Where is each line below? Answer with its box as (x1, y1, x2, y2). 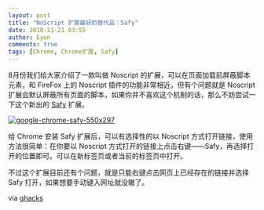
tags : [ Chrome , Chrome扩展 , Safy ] (8, 48, 119, 56)
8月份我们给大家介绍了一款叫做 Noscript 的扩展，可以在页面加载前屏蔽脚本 (8, 71, 251, 79)
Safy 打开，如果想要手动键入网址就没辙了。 (8, 178, 149, 186)
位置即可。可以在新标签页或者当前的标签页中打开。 (21, 151, 187, 161)
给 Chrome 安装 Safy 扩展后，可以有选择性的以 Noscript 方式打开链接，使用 (8, 132, 254, 141)
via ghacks (8, 194, 43, 202)
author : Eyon (8, 33, 51, 42)
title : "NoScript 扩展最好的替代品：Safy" (8, 19, 139, 27)
